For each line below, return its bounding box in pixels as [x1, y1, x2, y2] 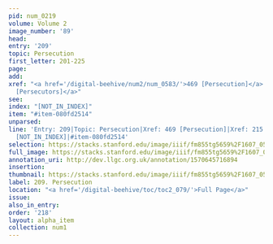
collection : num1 [8, 224, 67, 232]
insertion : [8, 163, 45, 172]
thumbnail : [8, 171, 45, 179]
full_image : [8, 148, 49, 156]
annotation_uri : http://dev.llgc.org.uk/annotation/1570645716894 [8, 155, 238, 163]
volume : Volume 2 [8, 20, 67, 28]
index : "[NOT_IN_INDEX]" [8, 102, 93, 111]
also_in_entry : [8, 201, 60, 209]
